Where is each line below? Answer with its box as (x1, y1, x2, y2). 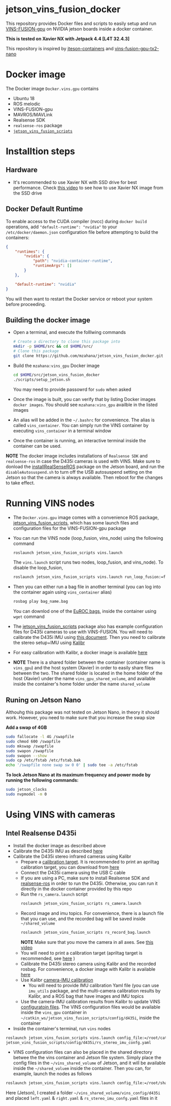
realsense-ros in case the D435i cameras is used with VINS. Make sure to (6, 458, 160, 464)
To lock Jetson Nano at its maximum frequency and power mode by (6, 772, 151, 778)
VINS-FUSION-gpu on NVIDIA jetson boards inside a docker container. (6, 25, 153, 32)
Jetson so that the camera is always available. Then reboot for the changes (6, 474, 163, 480)
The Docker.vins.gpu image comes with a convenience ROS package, (13, 514, 159, 520)
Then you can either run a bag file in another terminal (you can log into (13, 583, 161, 590)
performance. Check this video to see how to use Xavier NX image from (13, 185, 164, 191)
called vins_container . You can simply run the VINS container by (13, 422, 149, 428)
